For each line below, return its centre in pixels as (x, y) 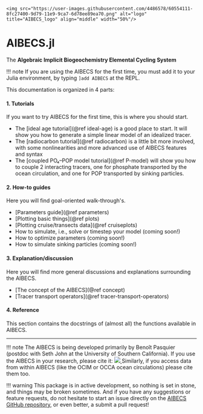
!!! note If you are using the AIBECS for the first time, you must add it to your (101, 71)
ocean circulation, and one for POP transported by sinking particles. (99, 174)
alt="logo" (134, 14)
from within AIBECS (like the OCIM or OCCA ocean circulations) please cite (100, 367)
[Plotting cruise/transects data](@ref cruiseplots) (76, 225)
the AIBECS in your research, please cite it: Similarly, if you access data (99, 361)
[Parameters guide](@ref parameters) (62, 212)
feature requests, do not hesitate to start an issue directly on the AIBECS (96, 398)
